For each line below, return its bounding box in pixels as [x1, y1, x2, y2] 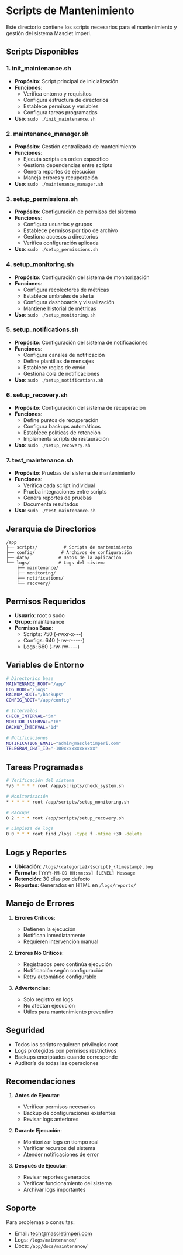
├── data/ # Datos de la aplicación [6, 555, 122, 561]
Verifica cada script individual [23, 482, 95, 489]
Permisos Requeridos [6, 596, 86, 606]
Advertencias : [14, 984, 50, 991]
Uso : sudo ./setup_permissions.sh [14, 246, 98, 253]
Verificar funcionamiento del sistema [23, 1180, 112, 1187]
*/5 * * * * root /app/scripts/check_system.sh [6, 783, 125, 789]
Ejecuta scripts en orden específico [23, 155, 109, 162]
